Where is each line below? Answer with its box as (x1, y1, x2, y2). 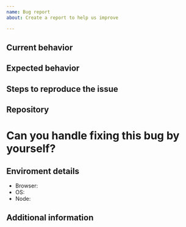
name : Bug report (6, 9, 51, 15)
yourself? (6, 142, 56, 156)
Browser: (15, 182, 38, 189)
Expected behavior (6, 63, 80, 74)
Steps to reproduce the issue (6, 83, 119, 94)
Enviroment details (6, 166, 79, 176)
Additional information (6, 212, 94, 223)
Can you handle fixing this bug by (6, 129, 180, 143)
